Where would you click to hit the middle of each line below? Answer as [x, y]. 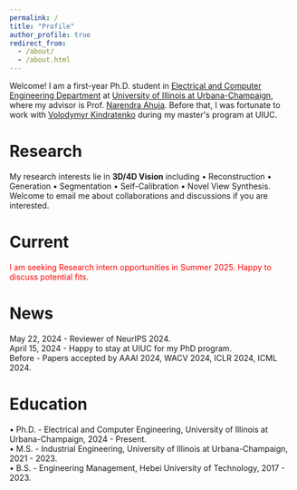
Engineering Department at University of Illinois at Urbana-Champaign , [141, 95]
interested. [29, 205]
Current [39, 242]
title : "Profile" [42, 26]
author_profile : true [50, 34]
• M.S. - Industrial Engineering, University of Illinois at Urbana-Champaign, [148, 448]
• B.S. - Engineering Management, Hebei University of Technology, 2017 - [147, 467]
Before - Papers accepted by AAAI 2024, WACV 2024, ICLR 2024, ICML [144, 358]
